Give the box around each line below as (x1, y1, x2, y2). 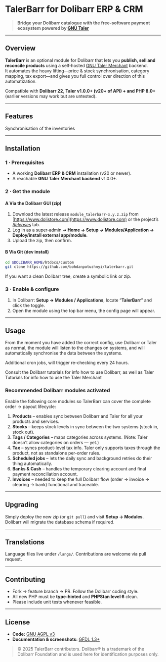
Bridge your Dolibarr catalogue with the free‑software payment (17, 20, 150, 26)
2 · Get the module (5, 188, 50, 195)
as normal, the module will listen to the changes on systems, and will (5, 345, 145, 351)
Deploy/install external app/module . (12, 232, 88, 238)
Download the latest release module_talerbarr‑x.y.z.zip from (12, 211, 139, 217)
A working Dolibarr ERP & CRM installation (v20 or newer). (12, 170, 132, 176)
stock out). (12, 429, 35, 435)
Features (5, 112, 33, 121)
